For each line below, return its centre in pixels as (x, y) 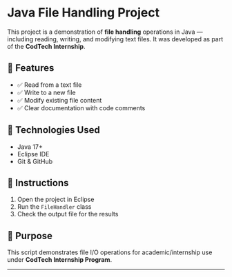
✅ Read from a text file (49, 85)
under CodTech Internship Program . (60, 260)
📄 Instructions (38, 183)
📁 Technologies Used (54, 130)
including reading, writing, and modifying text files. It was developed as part (115, 39)
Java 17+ (30, 147)
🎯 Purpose (30, 236)
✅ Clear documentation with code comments (81, 107)
